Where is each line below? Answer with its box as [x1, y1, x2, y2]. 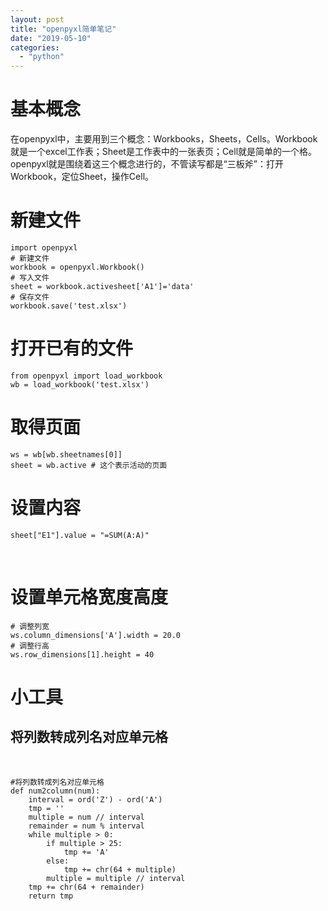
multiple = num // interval [28, 812, 145, 822]
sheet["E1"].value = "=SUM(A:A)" [10, 530, 150, 540]
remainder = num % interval [28, 821, 145, 831]
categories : [10, 42, 60, 53]
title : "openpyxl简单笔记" [10, 24, 117, 34]
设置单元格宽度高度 [10, 586, 169, 608]
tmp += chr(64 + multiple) [63, 864, 177, 875]
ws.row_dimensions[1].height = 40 [10, 649, 155, 660]
